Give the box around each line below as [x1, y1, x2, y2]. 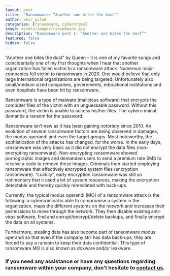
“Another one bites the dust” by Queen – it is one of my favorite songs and [5, 54, 160, 60]
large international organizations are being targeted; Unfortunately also [5, 76, 154, 82]
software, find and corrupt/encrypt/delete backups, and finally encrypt [17, 213, 165, 220]
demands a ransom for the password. [5, 113, 84, 119]
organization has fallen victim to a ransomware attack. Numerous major [5, 65, 155, 71]
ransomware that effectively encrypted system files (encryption [5, 166, 139, 172]
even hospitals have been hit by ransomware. [5, 87, 100, 93]
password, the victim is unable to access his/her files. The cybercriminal [5, 107, 156, 113]
